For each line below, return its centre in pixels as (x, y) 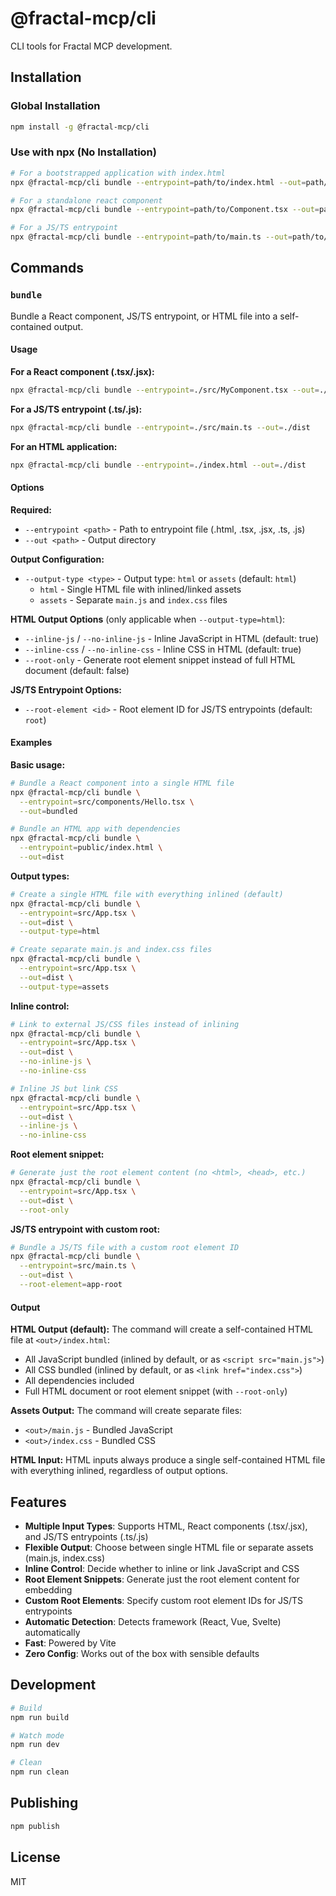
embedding (48, 1589)
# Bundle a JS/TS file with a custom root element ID (125, 1247)
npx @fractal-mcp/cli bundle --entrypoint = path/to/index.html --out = (158, 182)
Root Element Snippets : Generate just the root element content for (162, 1579)
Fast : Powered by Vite (70, 1643)
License (35, 1857)
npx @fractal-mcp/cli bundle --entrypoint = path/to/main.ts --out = (151, 237)
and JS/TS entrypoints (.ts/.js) (86, 1536)
